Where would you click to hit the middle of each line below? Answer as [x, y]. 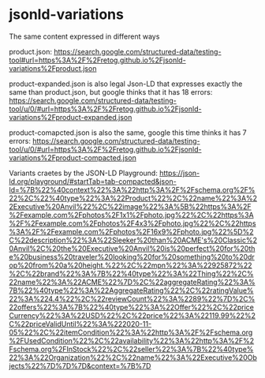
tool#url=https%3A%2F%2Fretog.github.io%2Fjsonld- [97, 60]
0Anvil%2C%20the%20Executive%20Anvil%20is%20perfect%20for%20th [132, 248]
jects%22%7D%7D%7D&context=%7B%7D [80, 365]
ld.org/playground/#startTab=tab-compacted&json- [93, 181]
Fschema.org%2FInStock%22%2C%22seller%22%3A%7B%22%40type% [131, 349]
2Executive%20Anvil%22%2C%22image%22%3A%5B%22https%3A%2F [130, 206]
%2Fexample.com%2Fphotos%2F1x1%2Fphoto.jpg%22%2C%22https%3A [132, 215]
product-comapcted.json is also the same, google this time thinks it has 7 [128, 133]
